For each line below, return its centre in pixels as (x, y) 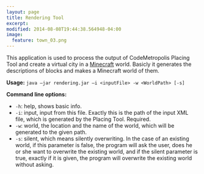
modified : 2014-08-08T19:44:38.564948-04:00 (64, 29)
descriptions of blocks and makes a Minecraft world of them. (83, 71)
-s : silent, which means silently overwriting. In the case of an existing (102, 139)
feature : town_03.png (39, 40)
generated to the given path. (51, 132)
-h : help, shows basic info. (49, 106)
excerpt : (17, 23)
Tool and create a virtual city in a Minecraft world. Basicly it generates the (99, 64)
